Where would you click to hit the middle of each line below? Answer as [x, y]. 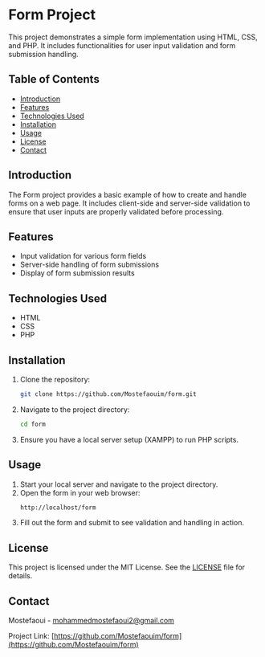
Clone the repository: [55, 380]
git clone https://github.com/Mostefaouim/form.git [108, 394]
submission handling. [43, 54]
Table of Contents [54, 79]
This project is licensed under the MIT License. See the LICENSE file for [127, 567]
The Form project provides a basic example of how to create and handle [128, 194]
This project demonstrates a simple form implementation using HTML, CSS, [133, 37]
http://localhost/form [58, 508]
